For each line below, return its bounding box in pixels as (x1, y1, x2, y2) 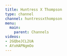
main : (9, 25, 21, 30)
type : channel (5, 12, 34, 17)
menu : (5, 20, 16, 26)
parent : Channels (14, 30, 49, 35)
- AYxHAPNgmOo (5, 43, 34, 48)
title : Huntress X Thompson (5, 7, 63, 12)
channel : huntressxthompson (5, 16, 63, 21)
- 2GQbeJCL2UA (5, 39, 34, 44)
